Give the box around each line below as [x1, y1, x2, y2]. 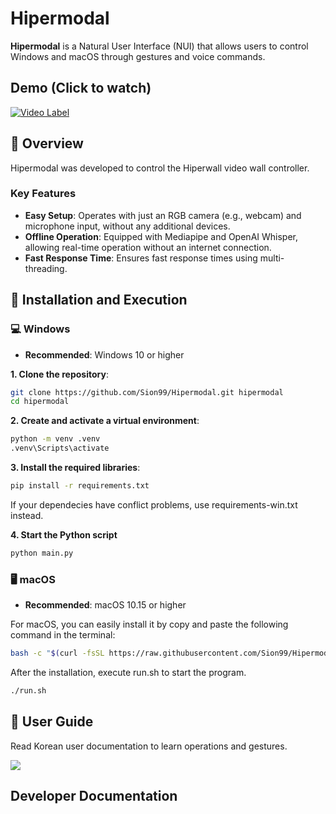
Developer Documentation [10, 788, 178, 805]
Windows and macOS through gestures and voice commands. [10, 50, 266, 62]
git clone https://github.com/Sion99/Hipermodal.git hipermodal [10, 387, 284, 397]
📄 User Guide [10, 713, 94, 731]
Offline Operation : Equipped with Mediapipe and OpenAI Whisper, [24, 230, 299, 242]
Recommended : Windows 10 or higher [24, 348, 185, 361]
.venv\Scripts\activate [10, 443, 110, 454]
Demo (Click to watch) [10, 80, 152, 97]
